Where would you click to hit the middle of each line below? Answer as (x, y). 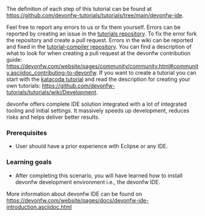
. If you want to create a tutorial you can (146, 73)
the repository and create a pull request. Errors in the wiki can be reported (100, 40)
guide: (14, 60)
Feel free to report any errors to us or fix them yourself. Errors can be (94, 27)
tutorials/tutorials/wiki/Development (51, 92)
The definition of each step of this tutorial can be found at (79, 9)
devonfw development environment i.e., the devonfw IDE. (88, 182)
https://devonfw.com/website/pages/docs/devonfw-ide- (77, 200)
